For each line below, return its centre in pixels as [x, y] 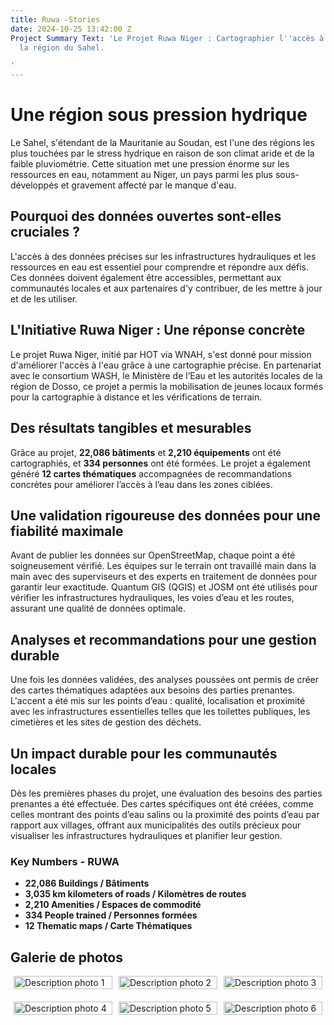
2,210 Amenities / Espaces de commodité [113, 905]
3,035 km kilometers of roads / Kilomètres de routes [135, 894]
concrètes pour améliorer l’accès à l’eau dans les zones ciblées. [141, 484]
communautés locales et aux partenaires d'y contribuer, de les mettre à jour [166, 288]
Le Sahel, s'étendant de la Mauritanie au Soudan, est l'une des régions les [162, 143]
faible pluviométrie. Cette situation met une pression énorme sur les [150, 164]
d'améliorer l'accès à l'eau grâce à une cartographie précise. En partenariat [166, 365]
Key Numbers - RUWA [65, 861]
